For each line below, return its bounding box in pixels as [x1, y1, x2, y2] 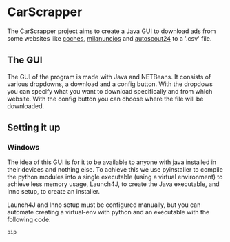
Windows [7, 143, 40, 152]
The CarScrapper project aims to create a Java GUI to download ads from [7, 27, 216, 35]
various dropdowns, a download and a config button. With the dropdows [7, 80, 213, 88]
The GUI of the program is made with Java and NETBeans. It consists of [7, 72, 211, 81]
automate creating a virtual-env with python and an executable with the [7, 208, 210, 216]
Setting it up [7, 122, 61, 134]
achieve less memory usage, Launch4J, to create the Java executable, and [7, 180, 220, 188]
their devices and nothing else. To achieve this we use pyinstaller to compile [7, 165, 224, 174]
